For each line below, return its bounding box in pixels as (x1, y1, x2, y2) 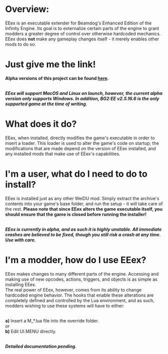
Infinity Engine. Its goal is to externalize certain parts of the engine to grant (5, 25, 159, 31)
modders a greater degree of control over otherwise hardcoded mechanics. (5, 30, 161, 36)
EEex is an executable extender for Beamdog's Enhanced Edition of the (5, 20, 152, 26)
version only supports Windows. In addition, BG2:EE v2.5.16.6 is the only (5, 95, 159, 101)
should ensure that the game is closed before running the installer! (5, 211, 146, 217)
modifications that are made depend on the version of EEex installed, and (5, 145, 156, 151)
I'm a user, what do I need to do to (5, 168, 147, 179)
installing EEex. (5, 281, 36, 288)
